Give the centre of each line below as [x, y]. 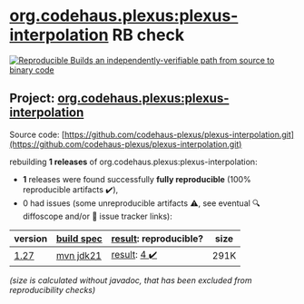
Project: [32, 98]
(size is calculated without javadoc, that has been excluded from [131, 280]
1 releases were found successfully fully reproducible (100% [137, 179]
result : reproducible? [157, 239]
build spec [79, 239]
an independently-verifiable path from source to [185, 60]
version [31, 239]
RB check [148, 35]
